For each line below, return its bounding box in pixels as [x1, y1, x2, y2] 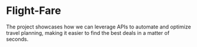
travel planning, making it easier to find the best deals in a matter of [6, 29, 170, 36]
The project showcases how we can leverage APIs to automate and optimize [6, 23, 191, 30]
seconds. [6, 35, 29, 42]
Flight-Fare [6, 4, 62, 17]
